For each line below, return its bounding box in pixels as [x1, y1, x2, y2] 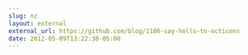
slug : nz [8, 11, 38, 20]
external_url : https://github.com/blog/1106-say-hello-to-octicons [8, 27, 241, 35]
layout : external [8, 19, 67, 27]
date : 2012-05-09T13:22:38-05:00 [8, 34, 121, 43]
